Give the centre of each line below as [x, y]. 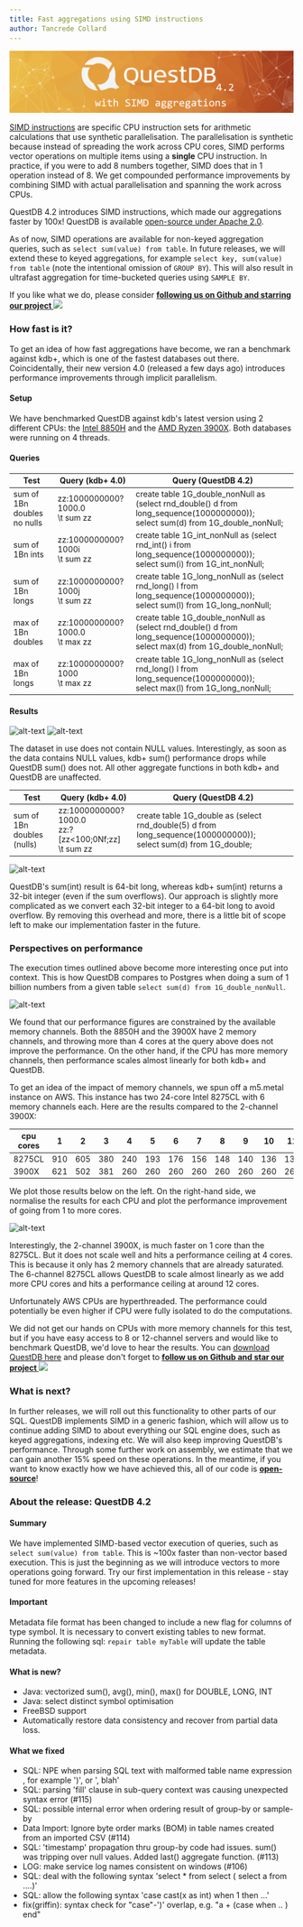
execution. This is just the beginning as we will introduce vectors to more [145, 1562]
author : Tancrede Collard [58, 28]
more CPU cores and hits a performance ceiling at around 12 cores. [134, 1284]
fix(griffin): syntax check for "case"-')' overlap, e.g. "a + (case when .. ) [155, 1905]
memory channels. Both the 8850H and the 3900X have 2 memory [133, 1031]
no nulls [28, 523]
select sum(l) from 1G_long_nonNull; [203, 606]
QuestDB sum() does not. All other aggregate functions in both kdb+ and [144, 768]
